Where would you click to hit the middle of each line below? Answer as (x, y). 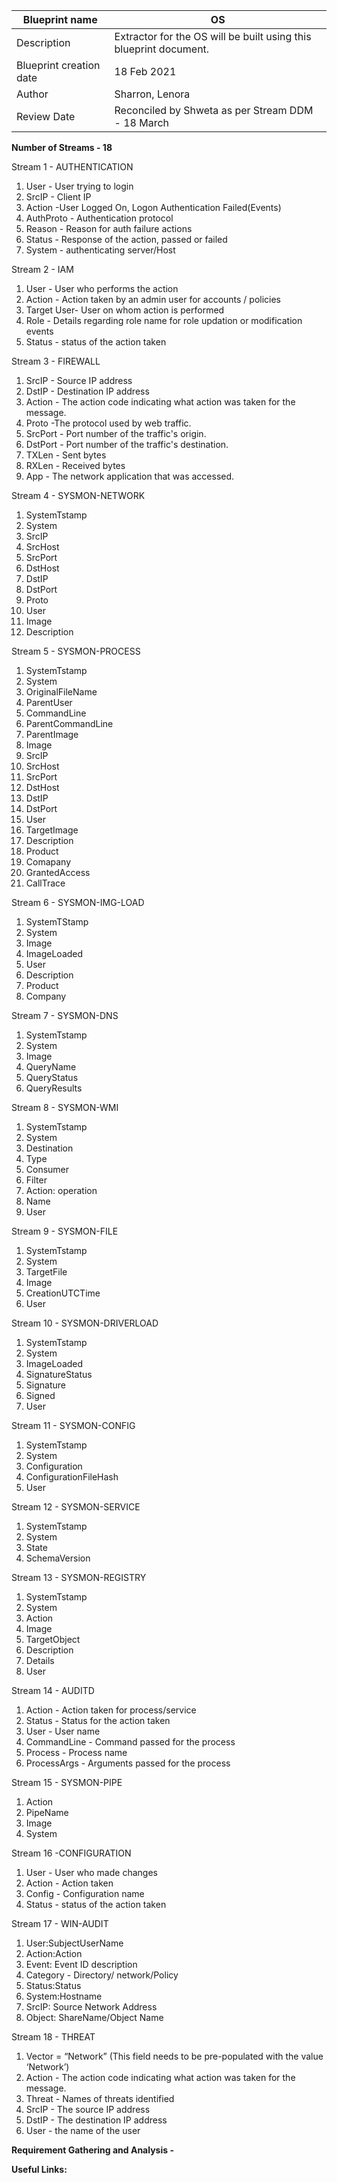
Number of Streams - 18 (62, 147)
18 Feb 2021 (145, 71)
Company (46, 996)
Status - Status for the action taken (98, 1720)
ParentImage (52, 734)
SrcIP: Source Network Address (91, 2007)
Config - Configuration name (85, 1893)
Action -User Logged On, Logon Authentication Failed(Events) (153, 207)
